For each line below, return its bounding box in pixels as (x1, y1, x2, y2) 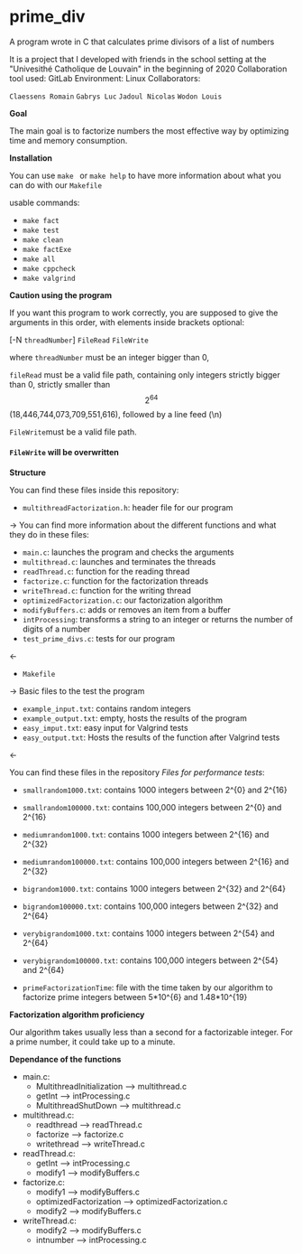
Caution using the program (9, 289, 113, 300)
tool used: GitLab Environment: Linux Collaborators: (9, 72, 201, 83)
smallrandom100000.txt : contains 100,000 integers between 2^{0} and (22, 801, 282, 812)
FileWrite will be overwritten (9, 447, 119, 458)
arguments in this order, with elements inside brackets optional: (9, 316, 245, 327)
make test (22, 226, 60, 235)
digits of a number (22, 623, 91, 634)
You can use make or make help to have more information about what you (9, 170, 281, 181)
